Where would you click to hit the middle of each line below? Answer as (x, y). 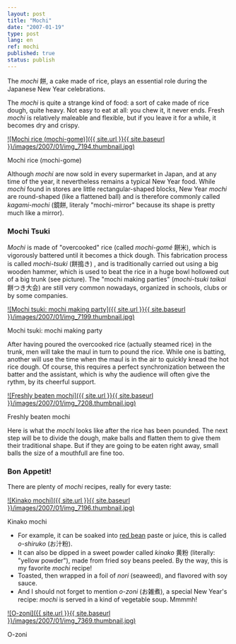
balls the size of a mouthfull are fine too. (66, 453)
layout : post (26, 14)
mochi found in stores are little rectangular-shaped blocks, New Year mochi (117, 189)
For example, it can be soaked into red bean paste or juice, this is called (122, 536)
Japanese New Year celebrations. (57, 88)
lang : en (20, 40)
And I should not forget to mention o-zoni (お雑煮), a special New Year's (122, 592)
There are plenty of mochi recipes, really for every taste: (89, 487)
